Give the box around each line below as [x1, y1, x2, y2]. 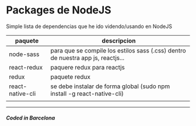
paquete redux [50, 72, 90, 80]
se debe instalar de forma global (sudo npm [50, 82, 170, 90]
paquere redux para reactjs [50, 63, 125, 71]
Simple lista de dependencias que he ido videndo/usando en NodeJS [6, 23, 172, 30]
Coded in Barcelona [6, 114, 55, 121]
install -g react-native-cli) [50, 89, 124, 97]
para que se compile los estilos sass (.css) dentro [50, 46, 187, 54]
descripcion [101, 36, 136, 44]
